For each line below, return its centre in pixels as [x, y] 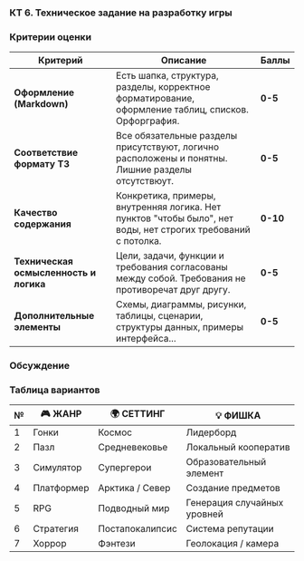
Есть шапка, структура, [167, 76]
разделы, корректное [163, 87]
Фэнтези [117, 544]
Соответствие [46, 153]
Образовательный [226, 462]
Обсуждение [40, 366]
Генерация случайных [235, 503]
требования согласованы [172, 267]
